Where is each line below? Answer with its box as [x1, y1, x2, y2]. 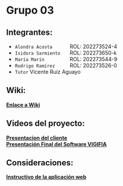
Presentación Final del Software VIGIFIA [6, 140, 107, 147]
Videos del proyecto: [6, 118, 85, 128]
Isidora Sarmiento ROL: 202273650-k [14, 49, 117, 56]
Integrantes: [6, 27, 53, 37]
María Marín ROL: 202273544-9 [14, 56, 118, 62]
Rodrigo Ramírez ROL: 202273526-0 [14, 62, 118, 69]
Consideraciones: [6, 158, 74, 168]
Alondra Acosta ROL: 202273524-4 [14, 43, 118, 50]
